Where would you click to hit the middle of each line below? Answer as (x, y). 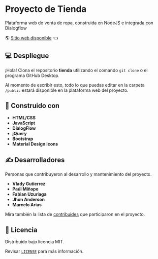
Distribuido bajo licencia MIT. (35, 242)
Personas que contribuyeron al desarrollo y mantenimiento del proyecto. (78, 174)
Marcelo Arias (27, 205)
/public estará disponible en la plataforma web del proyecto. (67, 90)
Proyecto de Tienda (46, 9)
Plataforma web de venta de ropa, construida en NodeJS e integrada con (79, 23)
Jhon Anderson (29, 200)
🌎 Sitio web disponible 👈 (32, 37)
